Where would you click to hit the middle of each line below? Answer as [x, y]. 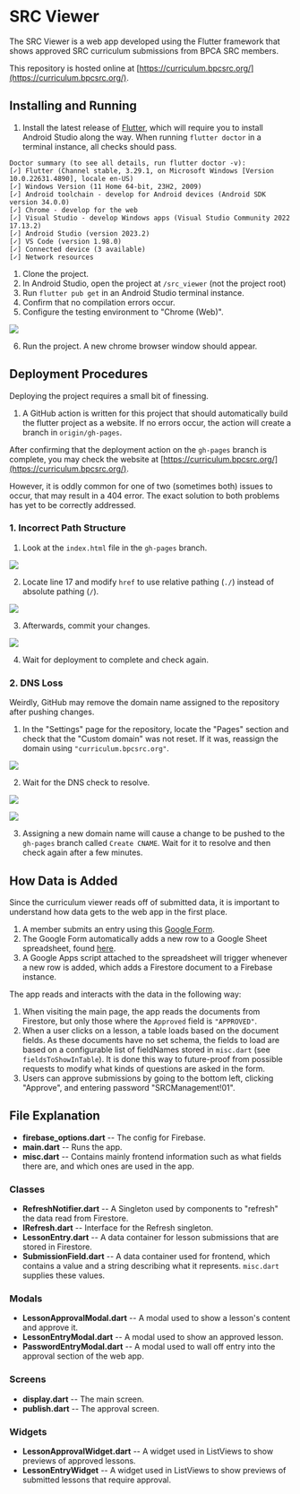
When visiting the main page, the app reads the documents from [141, 1011]
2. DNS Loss [36, 683]
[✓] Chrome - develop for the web [74, 210]
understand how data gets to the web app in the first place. [119, 911]
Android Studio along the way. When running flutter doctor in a [141, 137]
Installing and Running [73, 106]
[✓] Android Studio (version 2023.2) [80, 233]
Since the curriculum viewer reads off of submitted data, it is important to [145, 902]
